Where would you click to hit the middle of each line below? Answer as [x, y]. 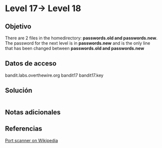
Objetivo [18, 26]
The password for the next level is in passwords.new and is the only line [78, 43]
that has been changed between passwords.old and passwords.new [75, 48]
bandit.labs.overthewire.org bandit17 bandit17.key [54, 75]
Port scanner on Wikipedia [32, 140]
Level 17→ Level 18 [43, 8]
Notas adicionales [33, 112]
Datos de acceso [31, 64]
